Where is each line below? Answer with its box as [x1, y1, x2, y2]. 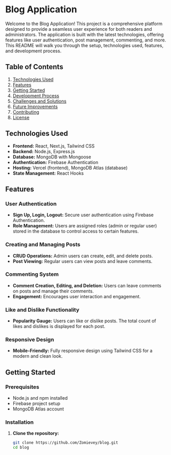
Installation [5, 419, 34, 426]
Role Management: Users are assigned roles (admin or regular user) [12, 223, 157, 229]
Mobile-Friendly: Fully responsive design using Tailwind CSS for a [12, 347, 153, 354]
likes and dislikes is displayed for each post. [12, 323, 106, 329]
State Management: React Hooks [12, 170, 84, 176]
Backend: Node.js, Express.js [12, 148, 75, 154]
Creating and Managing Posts [5, 241, 81, 248]
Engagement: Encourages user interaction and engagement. [12, 293, 141, 299]
